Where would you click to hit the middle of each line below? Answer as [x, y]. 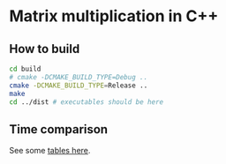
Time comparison [59, 129]
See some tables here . [50, 151]
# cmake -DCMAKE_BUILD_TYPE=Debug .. [79, 77]
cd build [25, 69]
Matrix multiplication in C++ [114, 16]
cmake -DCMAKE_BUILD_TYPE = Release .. [79, 86]
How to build [45, 49]
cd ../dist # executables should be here [87, 102]
